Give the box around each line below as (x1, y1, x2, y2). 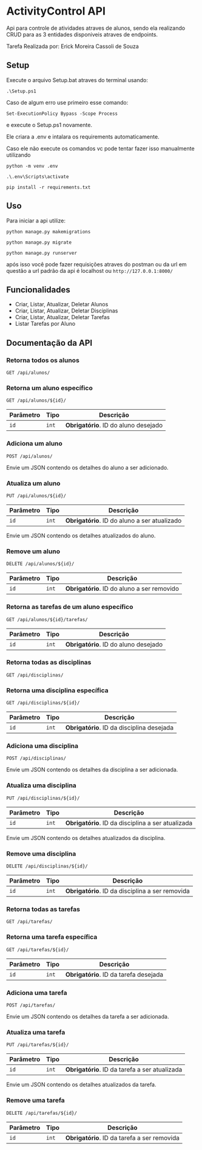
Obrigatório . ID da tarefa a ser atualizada (65, 1066, 183, 1074)
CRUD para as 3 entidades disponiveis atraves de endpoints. (6, 30, 158, 38)
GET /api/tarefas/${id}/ (6, 946, 69, 952)
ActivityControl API (6, 4, 106, 18)
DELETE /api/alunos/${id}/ (6, 561, 75, 567)
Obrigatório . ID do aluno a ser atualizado (65, 516, 182, 525)
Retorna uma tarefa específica (6, 933, 98, 942)
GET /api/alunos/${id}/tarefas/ (6, 616, 88, 622)
